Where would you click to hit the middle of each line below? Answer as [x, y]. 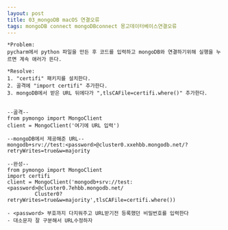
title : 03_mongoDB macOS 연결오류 [53, 20]
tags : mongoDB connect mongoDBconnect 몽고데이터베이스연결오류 [92, 26]
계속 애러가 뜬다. [41, 60]
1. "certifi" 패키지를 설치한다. [49, 79]
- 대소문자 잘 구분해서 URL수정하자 [50, 221]
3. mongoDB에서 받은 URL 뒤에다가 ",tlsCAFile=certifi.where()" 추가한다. [107, 93]
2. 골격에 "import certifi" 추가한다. [58, 86]
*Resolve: [21, 72]
